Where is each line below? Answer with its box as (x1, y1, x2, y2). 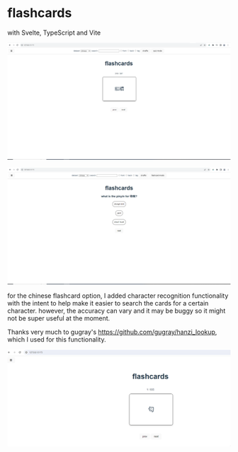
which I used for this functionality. (7, 335, 106, 344)
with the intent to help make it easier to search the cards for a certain (7, 299, 209, 308)
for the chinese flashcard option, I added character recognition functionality (7, 291, 229, 300)
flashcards (7, 5, 72, 21)
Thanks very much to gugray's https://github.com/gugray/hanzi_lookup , (7, 328, 217, 337)
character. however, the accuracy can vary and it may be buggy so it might (7, 306, 226, 315)
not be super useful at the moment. (7, 314, 110, 323)
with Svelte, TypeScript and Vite (7, 28, 101, 37)
